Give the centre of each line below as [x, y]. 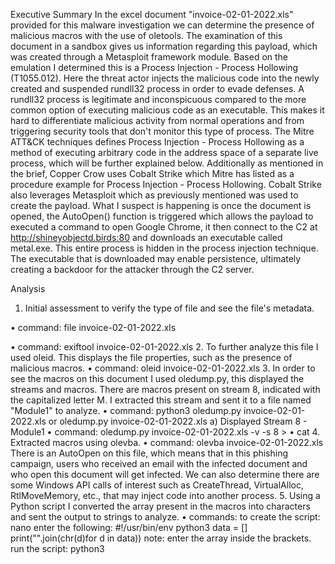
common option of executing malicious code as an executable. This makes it [167, 110]
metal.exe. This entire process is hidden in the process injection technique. [164, 248]
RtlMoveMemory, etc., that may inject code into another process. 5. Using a [165, 495]
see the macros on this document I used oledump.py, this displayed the [157, 378]
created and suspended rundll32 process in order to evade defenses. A [157, 88]
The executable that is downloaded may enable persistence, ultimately [156, 258]
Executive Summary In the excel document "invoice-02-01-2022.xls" [152, 14]
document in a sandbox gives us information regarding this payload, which [164, 46]
